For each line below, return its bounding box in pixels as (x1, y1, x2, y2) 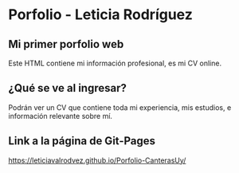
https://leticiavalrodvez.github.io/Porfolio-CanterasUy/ (8, 155, 186, 165)
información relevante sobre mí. (8, 111, 113, 120)
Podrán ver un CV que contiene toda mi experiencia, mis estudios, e (8, 102, 232, 112)
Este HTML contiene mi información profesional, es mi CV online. (8, 58, 221, 68)
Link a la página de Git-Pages (8, 134, 156, 148)
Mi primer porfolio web (8, 37, 124, 51)
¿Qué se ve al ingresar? (8, 81, 127, 95)
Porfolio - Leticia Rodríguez (8, 6, 194, 24)
